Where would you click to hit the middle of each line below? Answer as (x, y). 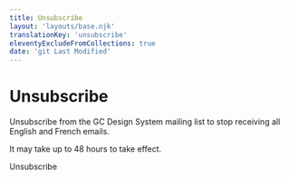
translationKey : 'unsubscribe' (68, 35)
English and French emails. (60, 132)
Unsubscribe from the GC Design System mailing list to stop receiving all (145, 122)
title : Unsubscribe (46, 18)
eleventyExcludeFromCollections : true (82, 43)
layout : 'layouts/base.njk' (63, 26)
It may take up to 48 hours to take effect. (86, 149)
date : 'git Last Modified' (60, 52)
